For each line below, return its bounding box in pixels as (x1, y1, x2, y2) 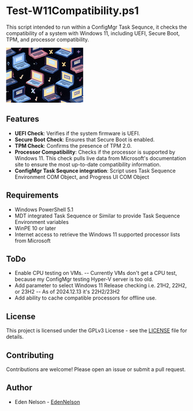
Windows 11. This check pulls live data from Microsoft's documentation (14, 154, 187, 162)
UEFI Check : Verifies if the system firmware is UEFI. (14, 130, 141, 137)
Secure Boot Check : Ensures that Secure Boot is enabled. (14, 136, 155, 143)
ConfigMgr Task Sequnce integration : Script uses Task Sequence (14, 167, 176, 174)
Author (6, 383, 32, 393)
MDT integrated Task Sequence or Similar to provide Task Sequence (14, 212, 180, 219)
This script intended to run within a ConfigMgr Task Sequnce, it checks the (6, 23, 187, 30)
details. (6, 333, 24, 341)
